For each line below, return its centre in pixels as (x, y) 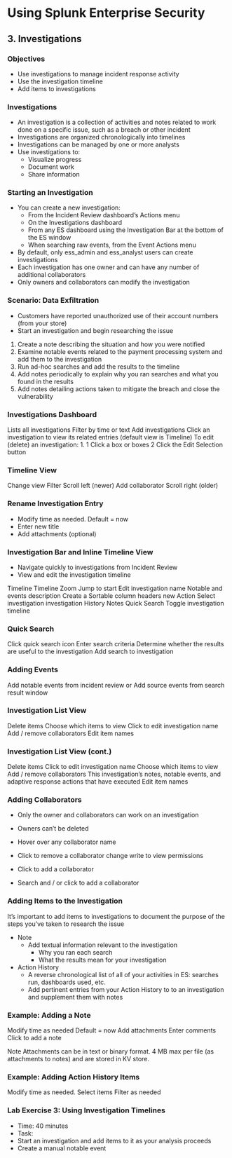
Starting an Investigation (50, 193)
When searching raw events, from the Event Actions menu (112, 245)
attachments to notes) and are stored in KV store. (78, 1059)
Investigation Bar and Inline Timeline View (80, 552)
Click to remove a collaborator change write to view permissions (110, 856)
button (17, 452)
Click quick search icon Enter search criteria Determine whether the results (116, 644)
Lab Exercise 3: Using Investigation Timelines (87, 1110)
